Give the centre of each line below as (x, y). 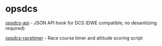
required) (15, 28)
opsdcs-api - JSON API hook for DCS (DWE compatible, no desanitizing (81, 23)
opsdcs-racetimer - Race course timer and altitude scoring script (74, 38)
